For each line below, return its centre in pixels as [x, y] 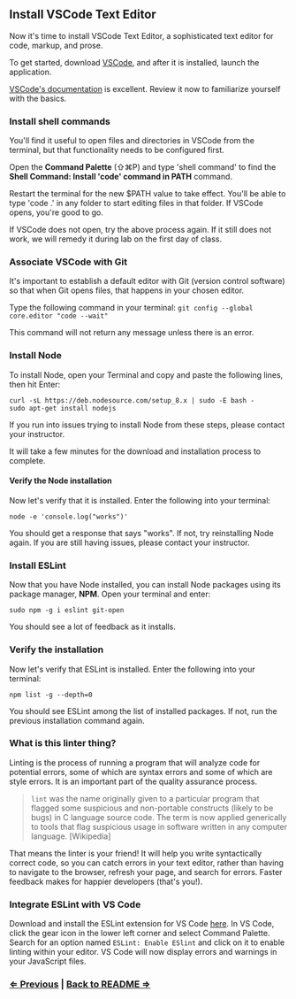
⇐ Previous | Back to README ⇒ [80, 984]
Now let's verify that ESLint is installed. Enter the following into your [132, 669]
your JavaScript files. [48, 961]
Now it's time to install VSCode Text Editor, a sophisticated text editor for [141, 35]
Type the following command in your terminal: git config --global [131, 308]
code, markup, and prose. [56, 45]
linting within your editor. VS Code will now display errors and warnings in [143, 952]
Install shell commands [60, 121]
